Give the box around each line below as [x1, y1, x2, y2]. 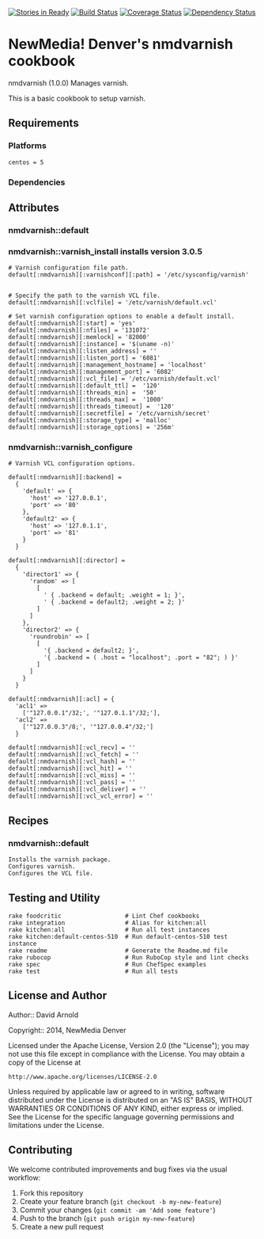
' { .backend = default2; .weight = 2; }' [43, 598, 186, 606]
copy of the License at [8, 1058, 81, 1067]
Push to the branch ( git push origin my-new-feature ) [19, 1213, 195, 1223]
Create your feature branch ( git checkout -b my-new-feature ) [19, 1196, 222, 1206]
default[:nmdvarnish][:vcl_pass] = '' [8, 779, 136, 787]
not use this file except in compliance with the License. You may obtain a [8, 1049, 245, 1058]
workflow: [8, 1172, 41, 1182]
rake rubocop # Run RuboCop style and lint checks [8, 953, 249, 962]
